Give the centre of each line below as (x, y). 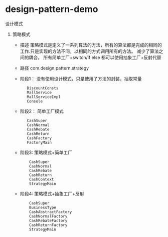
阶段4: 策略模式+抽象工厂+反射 (52, 193)
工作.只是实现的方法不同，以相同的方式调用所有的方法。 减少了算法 (89, 51)
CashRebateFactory (48, 220)
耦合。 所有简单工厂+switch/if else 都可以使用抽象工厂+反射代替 (95, 57)
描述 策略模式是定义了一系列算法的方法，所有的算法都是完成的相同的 (91, 45)
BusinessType (43, 207)
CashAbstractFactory (51, 212)
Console (35, 101)
